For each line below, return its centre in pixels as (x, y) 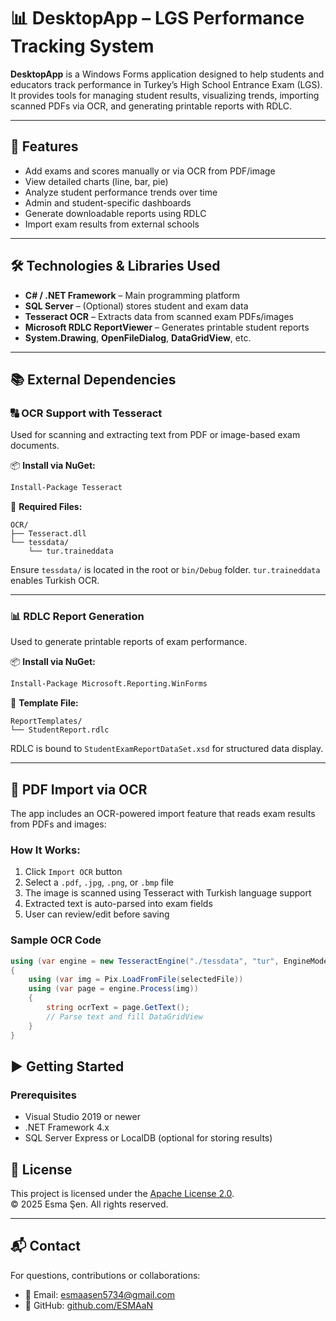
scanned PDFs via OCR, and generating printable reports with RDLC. (151, 106)
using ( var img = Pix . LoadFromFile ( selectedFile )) (136, 980)
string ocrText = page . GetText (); (118, 1008)
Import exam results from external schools (112, 224)
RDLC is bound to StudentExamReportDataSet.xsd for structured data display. (167, 749)
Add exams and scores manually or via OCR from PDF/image (150, 171)
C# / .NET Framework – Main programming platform (132, 295)
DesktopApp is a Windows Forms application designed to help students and (167, 74)
